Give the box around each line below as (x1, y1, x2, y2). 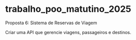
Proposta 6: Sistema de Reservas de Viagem (5, 20, 97, 26)
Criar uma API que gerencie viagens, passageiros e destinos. (5, 29, 131, 35)
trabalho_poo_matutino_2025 (5, 3, 131, 15)
